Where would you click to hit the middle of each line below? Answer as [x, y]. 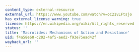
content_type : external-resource [40, 10]
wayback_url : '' [22, 42]
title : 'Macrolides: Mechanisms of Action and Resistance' [68, 33]
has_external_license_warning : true [43, 19]
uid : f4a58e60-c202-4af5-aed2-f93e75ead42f [51, 38]
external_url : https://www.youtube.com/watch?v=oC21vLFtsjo [69, 14]
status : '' [16, 28]
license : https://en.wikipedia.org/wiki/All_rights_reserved [70, 24]
